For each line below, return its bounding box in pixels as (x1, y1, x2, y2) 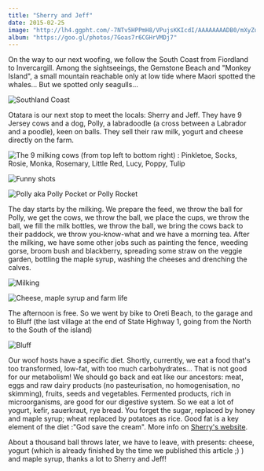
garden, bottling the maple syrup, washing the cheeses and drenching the (8, 254, 247, 264)
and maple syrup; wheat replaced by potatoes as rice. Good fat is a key (8, 414, 240, 424)
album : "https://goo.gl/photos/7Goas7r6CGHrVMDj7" (8, 33, 178, 42)
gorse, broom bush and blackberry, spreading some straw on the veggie (8, 246, 243, 256)
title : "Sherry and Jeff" (8, 11, 93, 20)
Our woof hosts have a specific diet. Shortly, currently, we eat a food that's (8, 356, 251, 365)
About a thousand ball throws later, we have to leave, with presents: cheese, (8, 437, 255, 447)
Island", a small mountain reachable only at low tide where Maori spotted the (8, 71, 255, 81)
